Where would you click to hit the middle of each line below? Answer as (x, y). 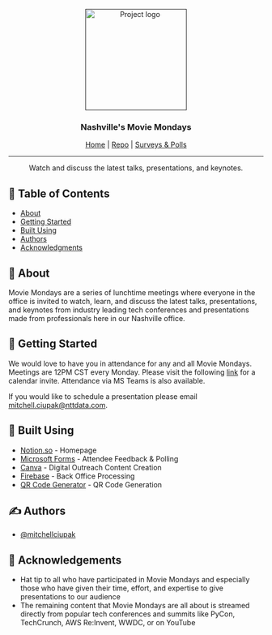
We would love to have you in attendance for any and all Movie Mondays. (130, 363)
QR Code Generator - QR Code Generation (91, 484)
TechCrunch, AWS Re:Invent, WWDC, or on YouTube (108, 623)
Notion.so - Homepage (58, 450)
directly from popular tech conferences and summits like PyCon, (127, 614)
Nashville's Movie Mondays (136, 127)
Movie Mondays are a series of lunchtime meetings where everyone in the (132, 292)
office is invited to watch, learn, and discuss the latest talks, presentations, (133, 301)
